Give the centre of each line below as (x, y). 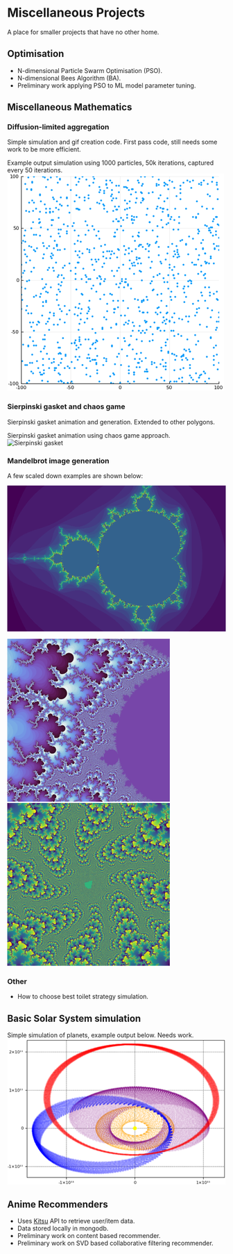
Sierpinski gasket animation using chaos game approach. (89, 435)
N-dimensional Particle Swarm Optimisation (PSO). (90, 70)
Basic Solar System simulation (74, 1018)
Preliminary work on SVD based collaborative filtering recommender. (115, 1243)
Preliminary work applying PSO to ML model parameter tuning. (106, 85)
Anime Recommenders (58, 1204)
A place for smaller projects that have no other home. (83, 32)
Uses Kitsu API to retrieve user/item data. (76, 1221)
